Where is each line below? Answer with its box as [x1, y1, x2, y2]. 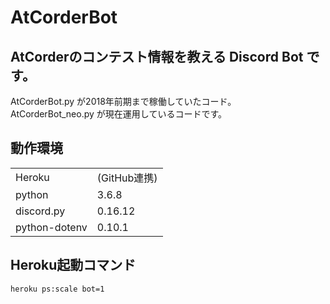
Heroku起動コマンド [10, 257, 137, 274]
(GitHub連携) [96, 171, 158, 185]
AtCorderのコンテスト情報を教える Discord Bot [10, 48, 304, 65]
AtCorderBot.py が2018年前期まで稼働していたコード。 [10, 96, 237, 107]
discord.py [15, 204, 66, 218]
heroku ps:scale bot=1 [10, 284, 105, 294]
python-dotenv [15, 220, 88, 234]
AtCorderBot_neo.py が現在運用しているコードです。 [10, 108, 227, 120]
